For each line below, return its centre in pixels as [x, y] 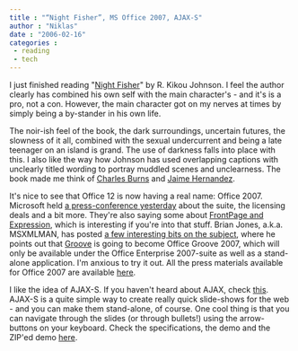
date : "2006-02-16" [48, 34]
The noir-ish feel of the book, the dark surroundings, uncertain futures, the [147, 131]
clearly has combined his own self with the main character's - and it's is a [145, 94]
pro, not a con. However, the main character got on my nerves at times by [145, 104]
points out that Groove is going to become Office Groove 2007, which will [145, 244]
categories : [34, 43]
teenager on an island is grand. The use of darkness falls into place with [143, 150]
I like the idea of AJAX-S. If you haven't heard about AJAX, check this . [139, 290]
